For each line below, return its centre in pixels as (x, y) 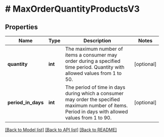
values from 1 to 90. (88, 118)
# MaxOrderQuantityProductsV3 (72, 9)
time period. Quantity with (95, 67)
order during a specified (93, 61)
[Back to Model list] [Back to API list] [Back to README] (61, 130)
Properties (21, 27)
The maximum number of (94, 49)
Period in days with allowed (97, 112)
